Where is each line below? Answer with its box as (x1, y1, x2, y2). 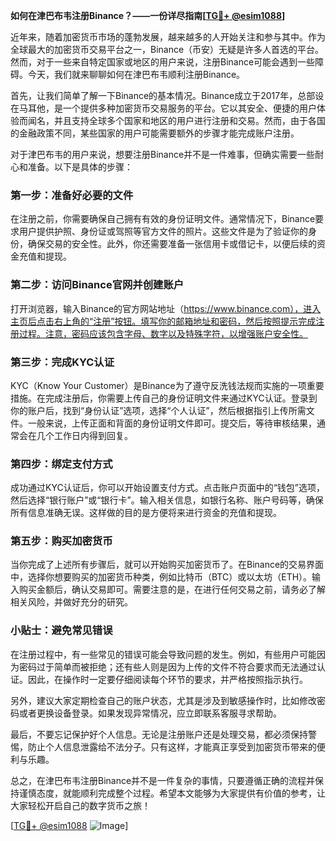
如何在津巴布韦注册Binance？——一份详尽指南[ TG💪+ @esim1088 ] (10, 10, 286, 21)
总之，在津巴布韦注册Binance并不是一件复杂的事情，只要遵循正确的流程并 (10, 774, 316, 786)
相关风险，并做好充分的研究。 (10, 596, 133, 608)
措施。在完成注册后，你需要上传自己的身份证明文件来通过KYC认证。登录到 (10, 392, 318, 404)
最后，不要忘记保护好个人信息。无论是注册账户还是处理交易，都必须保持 (10, 728, 308, 740)
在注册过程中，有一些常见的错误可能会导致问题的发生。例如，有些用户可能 (10, 648, 317, 660)
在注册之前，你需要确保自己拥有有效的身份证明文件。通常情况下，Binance (10, 213, 316, 225)
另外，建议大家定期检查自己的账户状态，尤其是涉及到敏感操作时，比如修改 (10, 694, 317, 706)
